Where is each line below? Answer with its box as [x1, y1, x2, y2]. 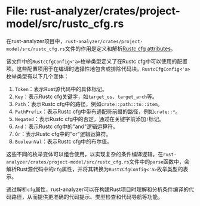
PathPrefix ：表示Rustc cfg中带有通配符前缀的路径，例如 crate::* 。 [14, 108, 181, 115]
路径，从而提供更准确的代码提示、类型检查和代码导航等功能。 [11, 193, 163, 200]
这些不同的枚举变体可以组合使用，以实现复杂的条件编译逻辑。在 [6, 150, 163, 157]
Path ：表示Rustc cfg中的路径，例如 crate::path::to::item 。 [14, 100, 163, 107]
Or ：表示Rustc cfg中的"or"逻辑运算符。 [14, 130, 112, 137]
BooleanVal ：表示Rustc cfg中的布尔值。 [14, 138, 112, 145]
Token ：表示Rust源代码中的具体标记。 [14, 85, 107, 92]
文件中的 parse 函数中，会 [129, 157, 190, 165]
